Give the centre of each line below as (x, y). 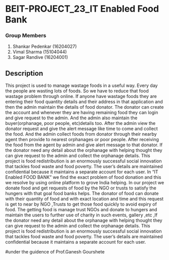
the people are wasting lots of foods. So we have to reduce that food (77, 91)
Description (24, 73)
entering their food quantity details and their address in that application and (84, 102)
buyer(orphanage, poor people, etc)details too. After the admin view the (80, 123)
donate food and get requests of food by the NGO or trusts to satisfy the (81, 188)
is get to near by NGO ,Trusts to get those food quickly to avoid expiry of (81, 204)
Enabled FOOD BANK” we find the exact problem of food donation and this (83, 177)
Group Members (26, 36)
